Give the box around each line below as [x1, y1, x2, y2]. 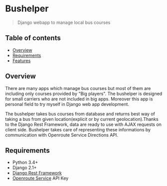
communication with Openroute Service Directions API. [5, 132, 119, 138]
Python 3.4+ [12, 160, 38, 166]
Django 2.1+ [12, 165, 37, 171]
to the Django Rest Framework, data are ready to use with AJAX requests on [5, 121, 162, 127]
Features [12, 58, 31, 64]
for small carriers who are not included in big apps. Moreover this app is [5, 95, 153, 102]
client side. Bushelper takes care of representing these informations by [5, 126, 151, 132]
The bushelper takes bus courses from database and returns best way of [5, 110, 156, 117]
